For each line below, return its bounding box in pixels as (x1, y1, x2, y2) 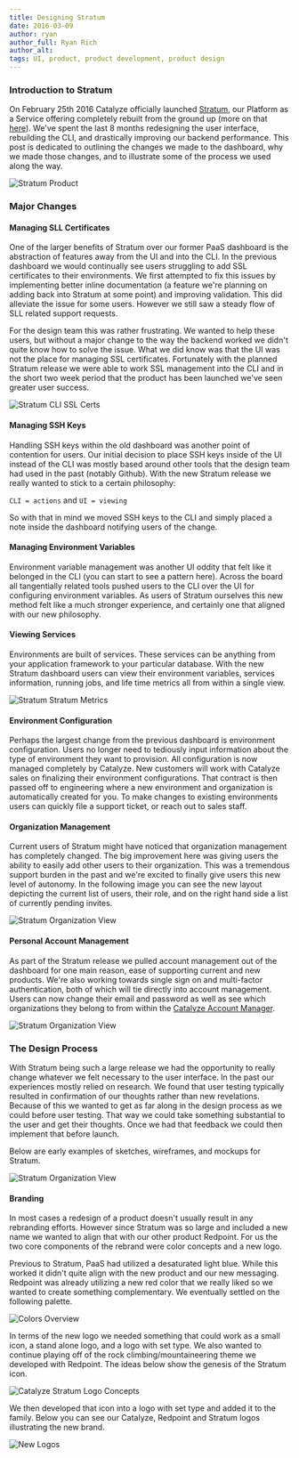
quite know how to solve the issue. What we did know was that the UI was (9, 344, 280, 355)
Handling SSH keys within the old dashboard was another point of (9, 440, 251, 450)
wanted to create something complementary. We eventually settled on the (9, 1287, 280, 1298)
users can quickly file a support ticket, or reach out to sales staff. (9, 801, 247, 812)
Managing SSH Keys (9, 420, 86, 431)
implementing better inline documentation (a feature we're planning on (9, 279, 268, 290)
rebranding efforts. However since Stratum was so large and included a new (9, 1222, 288, 1233)
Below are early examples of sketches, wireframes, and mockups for (9, 1146, 261, 1156)
